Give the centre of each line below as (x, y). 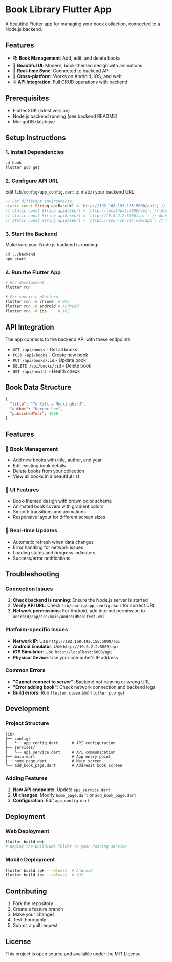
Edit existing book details (39, 465)
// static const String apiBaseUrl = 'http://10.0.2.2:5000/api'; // (81, 216)
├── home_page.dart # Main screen (53, 761)
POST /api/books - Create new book (50, 355)
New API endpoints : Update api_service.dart (61, 790)
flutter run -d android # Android (42, 306)
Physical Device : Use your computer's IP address (65, 657)
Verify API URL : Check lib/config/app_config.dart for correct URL (84, 605)
